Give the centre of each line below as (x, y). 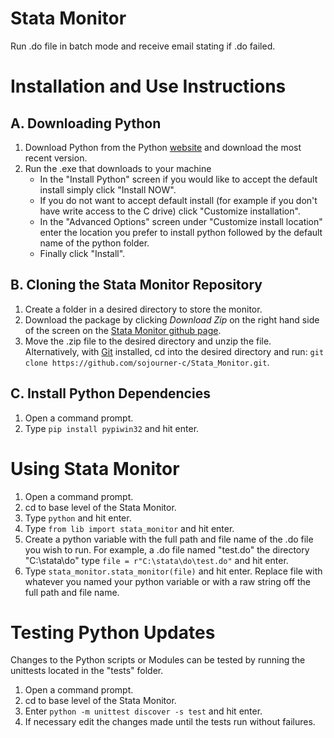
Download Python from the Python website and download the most (163, 147)
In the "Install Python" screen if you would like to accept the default (178, 179)
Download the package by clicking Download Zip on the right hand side (172, 319)
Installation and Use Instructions (148, 86)
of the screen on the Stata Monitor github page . (123, 330)
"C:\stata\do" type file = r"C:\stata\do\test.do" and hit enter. (156, 560)
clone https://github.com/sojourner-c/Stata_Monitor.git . (147, 362)
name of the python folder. (94, 243)
